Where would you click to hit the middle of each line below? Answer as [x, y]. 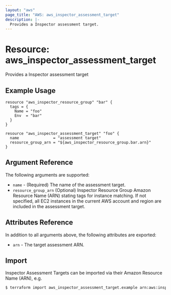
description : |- [22, 19]
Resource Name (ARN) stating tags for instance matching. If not [79, 195]
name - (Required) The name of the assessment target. [69, 185]
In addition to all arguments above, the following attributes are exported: [81, 235]
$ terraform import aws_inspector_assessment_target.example [72, 288]
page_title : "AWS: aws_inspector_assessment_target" [62, 15]
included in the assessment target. [49, 206]
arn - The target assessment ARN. [48, 244]
